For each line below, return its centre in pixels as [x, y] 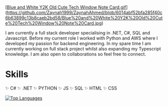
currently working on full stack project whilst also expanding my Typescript [83, 49]
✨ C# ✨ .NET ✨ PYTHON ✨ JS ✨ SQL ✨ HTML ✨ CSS [61, 88]
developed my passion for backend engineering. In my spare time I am [78, 43]
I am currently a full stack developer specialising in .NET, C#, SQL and [78, 33]
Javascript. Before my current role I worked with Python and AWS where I [81, 38]
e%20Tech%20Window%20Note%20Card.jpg [54, 23]
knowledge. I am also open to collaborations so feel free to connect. [76, 54]
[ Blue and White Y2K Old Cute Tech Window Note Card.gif [66, 7]
